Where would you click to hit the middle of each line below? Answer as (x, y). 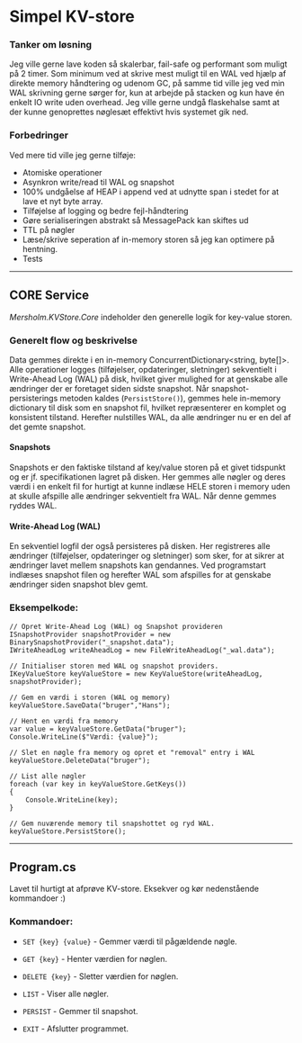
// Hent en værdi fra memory (64, 721)
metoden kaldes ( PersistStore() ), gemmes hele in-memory (170, 398)
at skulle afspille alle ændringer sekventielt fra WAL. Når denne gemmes (143, 496)
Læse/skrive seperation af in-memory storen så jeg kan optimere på (148, 239)
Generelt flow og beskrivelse (73, 340)
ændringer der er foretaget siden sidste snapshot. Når (109, 388)
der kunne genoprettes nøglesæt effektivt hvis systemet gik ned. (129, 112)
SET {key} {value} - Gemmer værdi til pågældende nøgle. (130, 941)
